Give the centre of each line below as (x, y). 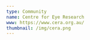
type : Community (26, 11)
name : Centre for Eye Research (45, 17)
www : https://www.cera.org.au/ (45, 22)
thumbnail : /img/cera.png (38, 28)
